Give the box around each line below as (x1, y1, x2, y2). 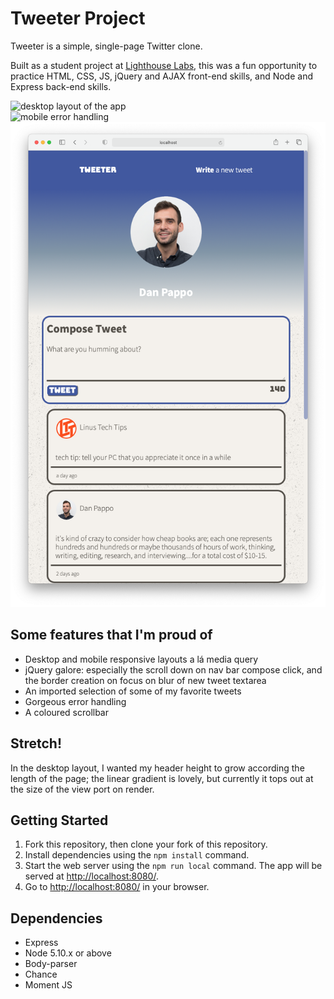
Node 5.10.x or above (24, 947, 112, 959)
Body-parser (24, 958, 78, 970)
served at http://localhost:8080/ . (24, 870, 159, 882)
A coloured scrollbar (24, 706, 110, 718)
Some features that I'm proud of (10, 627, 213, 644)
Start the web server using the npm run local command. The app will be (24, 860, 323, 872)
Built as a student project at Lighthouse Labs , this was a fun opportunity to (10, 59, 318, 71)
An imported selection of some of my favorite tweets (24, 685, 242, 697)
